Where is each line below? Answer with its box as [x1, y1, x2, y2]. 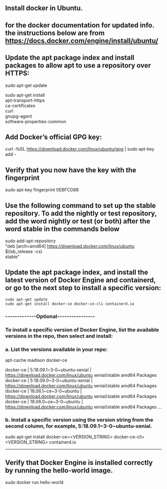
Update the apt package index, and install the [5, 268, 148, 277]
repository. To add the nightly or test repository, [5, 209, 157, 217]
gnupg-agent [5, 113, 32, 119]
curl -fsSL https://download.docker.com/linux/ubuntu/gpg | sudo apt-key [5, 146, 155, 152]
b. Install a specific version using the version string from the [5, 416, 154, 423]
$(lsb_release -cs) [5, 249, 43, 255]
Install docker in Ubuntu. [5, 4, 83, 12]
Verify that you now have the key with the [5, 165, 137, 174]
